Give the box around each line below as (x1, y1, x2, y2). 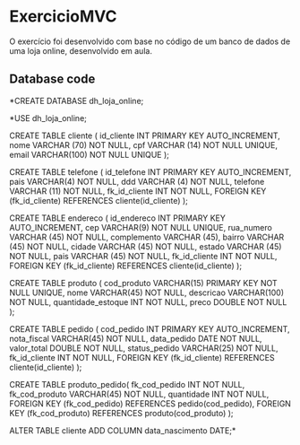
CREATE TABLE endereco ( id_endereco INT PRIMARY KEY (9, 213, 226, 223)
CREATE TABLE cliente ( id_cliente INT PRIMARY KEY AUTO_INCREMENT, (9, 130, 280, 141)
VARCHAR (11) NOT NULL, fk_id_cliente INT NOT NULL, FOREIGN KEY (9, 186, 267, 196)
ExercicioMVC (9, 6, 117, 27)
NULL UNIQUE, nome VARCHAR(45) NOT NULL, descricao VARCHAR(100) (9, 287, 285, 298)
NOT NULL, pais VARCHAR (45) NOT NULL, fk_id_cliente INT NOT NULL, (9, 250, 278, 261)
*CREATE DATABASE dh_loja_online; (9, 95, 144, 106)
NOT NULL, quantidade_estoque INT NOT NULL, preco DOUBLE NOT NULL (9, 296, 287, 307)
